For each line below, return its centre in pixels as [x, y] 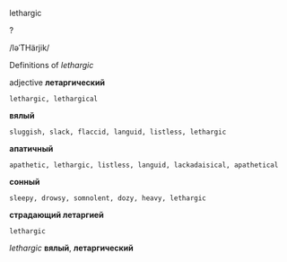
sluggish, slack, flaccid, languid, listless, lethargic [118, 132]
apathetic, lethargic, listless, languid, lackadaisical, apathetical [144, 165]
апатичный [31, 148]
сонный [25, 182]
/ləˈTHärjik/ [30, 48]
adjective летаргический [57, 83]
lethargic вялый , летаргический [71, 248]
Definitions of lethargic [52, 65]
